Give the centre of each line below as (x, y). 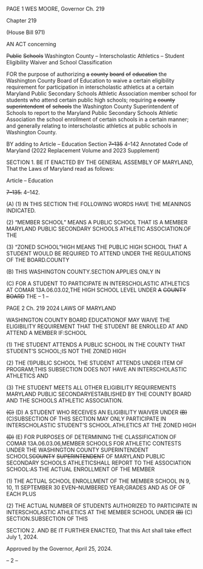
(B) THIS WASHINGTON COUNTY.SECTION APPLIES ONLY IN (83, 272)
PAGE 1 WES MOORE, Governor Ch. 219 (55, 9)
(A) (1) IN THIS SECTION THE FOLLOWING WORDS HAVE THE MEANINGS (99, 204)
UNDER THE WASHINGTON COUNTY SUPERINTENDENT (78, 450)
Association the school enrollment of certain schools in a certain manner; (98, 119)
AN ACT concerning (31, 44)
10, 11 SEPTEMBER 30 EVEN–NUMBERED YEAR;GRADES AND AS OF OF (96, 488)
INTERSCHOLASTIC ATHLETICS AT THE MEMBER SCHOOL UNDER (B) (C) (99, 512)
